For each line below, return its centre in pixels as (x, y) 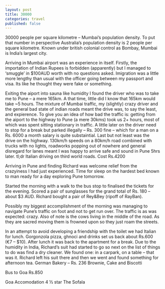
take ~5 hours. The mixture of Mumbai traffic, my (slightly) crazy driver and (82, 104)
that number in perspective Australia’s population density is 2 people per (79, 43)
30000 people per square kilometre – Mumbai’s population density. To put (80, 38)
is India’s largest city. (26, 53)
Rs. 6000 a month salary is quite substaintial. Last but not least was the (77, 135)
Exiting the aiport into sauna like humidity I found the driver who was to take (82, 93)
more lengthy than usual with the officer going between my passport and (79, 79)
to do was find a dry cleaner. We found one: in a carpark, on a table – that (80, 252)
